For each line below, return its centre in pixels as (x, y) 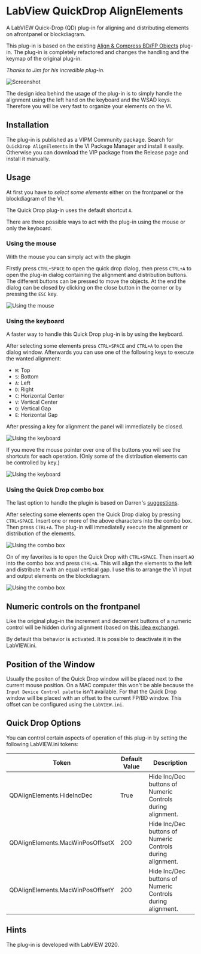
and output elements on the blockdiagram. (58, 576)
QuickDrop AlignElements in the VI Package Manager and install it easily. (95, 146)
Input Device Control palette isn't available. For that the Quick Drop (92, 691)
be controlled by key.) (33, 463)
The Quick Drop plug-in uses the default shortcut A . (70, 210)
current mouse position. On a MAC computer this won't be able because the (100, 685)
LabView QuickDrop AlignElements (95, 11)
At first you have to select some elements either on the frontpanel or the (95, 192)
